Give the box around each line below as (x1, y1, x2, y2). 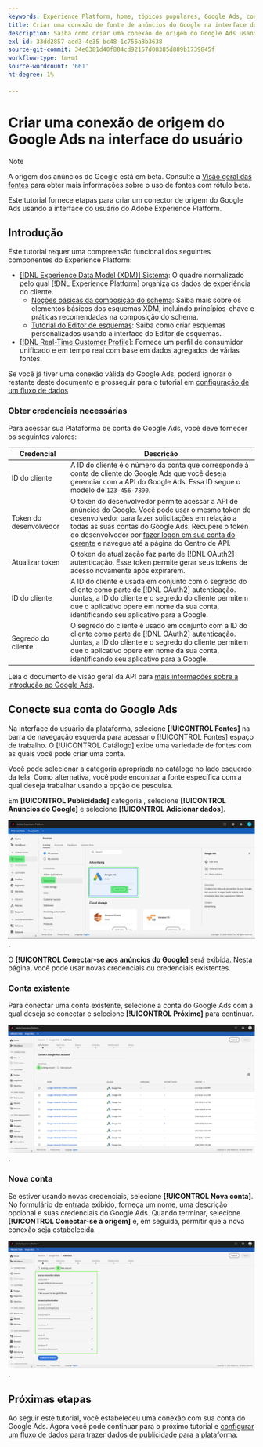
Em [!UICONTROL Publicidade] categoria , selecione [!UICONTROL (8, 795, 227, 805)
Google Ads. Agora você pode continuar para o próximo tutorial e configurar (8, 1421, 254, 1431)
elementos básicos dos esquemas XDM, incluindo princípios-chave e (31, 304, 254, 313)
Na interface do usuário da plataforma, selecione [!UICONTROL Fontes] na (8, 723, 250, 733)
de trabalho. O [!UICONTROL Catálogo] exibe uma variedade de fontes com (8, 740, 252, 750)
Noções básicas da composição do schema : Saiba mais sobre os (31, 295, 241, 305)
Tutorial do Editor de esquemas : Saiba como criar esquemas (31, 320, 226, 330)
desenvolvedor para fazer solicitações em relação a (70, 513, 237, 522)
